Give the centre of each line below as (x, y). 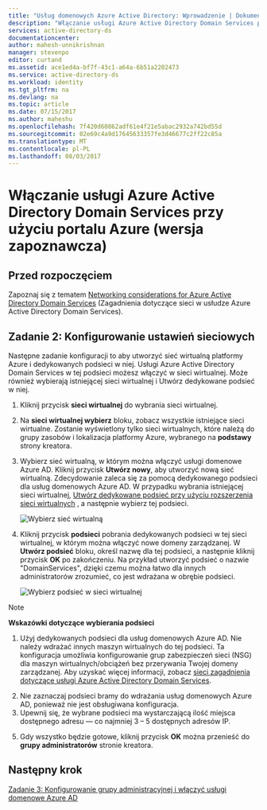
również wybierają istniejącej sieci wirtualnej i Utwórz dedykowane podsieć (132, 381)
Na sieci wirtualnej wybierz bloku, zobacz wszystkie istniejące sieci (132, 421)
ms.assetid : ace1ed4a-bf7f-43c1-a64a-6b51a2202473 (94, 68)
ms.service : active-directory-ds (64, 75)
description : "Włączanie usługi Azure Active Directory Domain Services (131, 23)
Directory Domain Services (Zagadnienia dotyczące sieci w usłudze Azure (130, 303)
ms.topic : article (39, 104)
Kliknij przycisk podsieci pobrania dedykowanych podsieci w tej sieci (133, 535)
